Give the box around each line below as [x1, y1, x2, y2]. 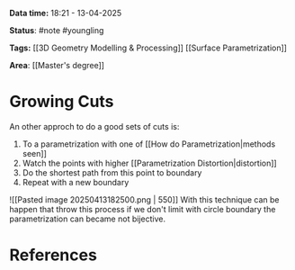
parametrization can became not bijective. [9, 213, 166, 224]
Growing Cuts [9, 92, 114, 112]
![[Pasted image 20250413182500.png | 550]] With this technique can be [9, 193, 280, 205]
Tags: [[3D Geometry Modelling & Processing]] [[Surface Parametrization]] [9, 42, 288, 53]
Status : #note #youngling [9, 25, 104, 35]
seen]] [22, 148, 47, 158]
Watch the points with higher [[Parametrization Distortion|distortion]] [22, 157, 277, 168]
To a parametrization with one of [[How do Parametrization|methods [22, 139, 276, 149]
